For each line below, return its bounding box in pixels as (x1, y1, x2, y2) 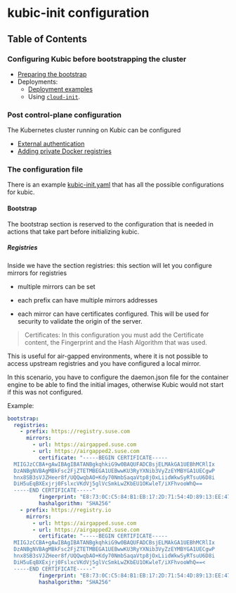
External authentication (17, 139, 85, 148)
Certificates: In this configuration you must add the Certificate (24, 331, 204, 339)
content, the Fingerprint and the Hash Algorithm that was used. (24, 338, 207, 346)
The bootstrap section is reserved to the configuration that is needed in (7, 219, 214, 228)
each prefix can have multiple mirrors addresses (17, 295, 158, 304)
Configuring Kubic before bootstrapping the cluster (7, 54, 187, 64)
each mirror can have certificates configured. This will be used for (17, 310, 209, 318)
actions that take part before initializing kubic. (7, 227, 140, 236)
